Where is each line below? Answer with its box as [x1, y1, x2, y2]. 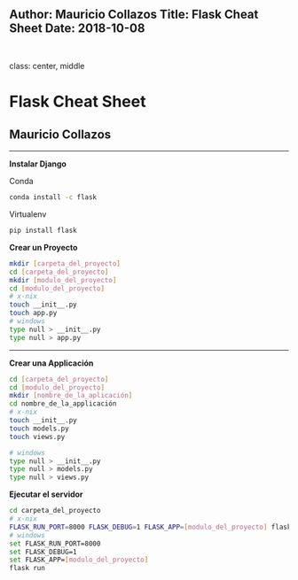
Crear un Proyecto [9, 242, 78, 252]
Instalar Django [9, 159, 67, 169]
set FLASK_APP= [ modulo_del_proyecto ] [9, 555, 149, 565]
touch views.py [9, 432, 66, 441]
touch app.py [9, 309, 58, 318]
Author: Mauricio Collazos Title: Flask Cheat [9, 7, 259, 22]
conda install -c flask [9, 193, 98, 202]
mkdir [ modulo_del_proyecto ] [9, 275, 117, 284]
